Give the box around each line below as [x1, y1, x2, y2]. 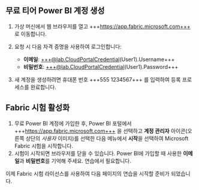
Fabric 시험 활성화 [5, 102, 70, 113]
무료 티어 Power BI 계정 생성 [5, 5, 105, 16]
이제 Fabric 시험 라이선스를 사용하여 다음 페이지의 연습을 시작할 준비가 [5, 170, 170, 177]
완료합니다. [30, 83, 56, 91]
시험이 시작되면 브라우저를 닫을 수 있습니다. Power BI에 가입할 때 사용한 [14, 149, 182, 157]
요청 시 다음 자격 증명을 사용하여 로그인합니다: [14, 43, 122, 50]
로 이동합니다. [14, 30, 47, 37]
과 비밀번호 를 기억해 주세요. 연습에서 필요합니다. [19, 157, 131, 164]
